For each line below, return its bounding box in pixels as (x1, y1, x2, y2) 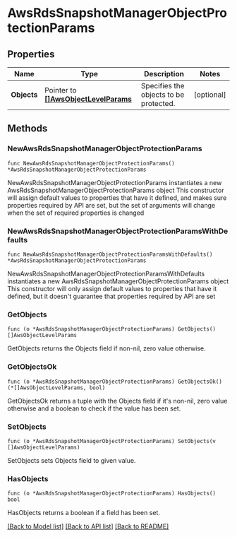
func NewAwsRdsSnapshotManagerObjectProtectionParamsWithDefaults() (7, 251, 213, 258)
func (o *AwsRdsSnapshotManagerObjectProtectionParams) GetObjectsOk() (7, 378, 222, 385)
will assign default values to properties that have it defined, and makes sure (7, 193, 227, 202)
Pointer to (44, 85, 77, 95)
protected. (140, 99, 176, 108)
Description (143, 69, 185, 78)
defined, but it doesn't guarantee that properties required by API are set (7, 292, 216, 300)
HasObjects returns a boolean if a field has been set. (7, 509, 161, 517)
